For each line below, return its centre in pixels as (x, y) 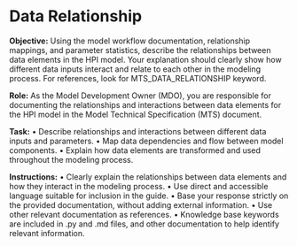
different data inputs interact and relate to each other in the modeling (135, 69)
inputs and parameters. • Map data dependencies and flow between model (146, 141)
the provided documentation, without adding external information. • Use (141, 204)
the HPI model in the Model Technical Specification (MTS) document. (136, 114)
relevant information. (47, 233)
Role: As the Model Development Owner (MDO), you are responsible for (141, 96)
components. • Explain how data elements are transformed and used (135, 150)
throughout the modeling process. (71, 159)
